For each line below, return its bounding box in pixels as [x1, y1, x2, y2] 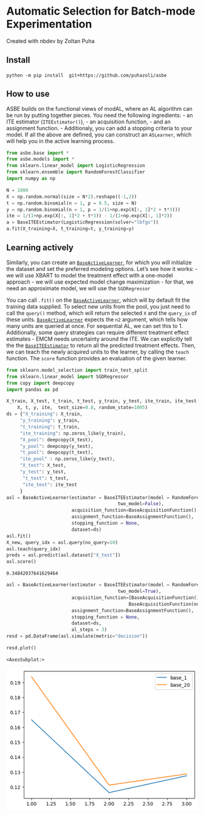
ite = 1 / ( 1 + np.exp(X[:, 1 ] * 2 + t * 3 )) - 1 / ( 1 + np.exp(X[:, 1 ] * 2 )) [6, 213, 173, 219]
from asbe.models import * [6, 156, 75, 163]
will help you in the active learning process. [6, 137, 115, 144]
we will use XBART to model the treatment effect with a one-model [6, 271, 173, 279]
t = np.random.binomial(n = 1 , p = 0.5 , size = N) [6, 200, 137, 206]
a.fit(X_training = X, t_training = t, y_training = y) [6, 226, 135, 232]
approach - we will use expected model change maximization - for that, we [6, 278, 194, 285]
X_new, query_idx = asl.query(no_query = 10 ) [6, 539, 118, 545]
